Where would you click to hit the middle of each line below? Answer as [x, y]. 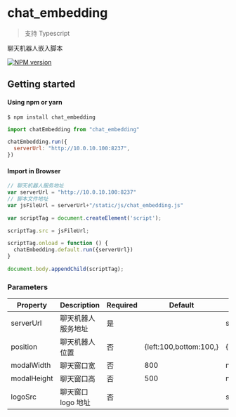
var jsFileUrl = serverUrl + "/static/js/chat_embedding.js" [96, 205]
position [24, 347]
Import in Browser [34, 171]
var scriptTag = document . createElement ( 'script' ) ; [84, 218]
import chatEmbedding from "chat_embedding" [73, 129]
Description [80, 305]
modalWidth [31, 365]
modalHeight [32, 378]
